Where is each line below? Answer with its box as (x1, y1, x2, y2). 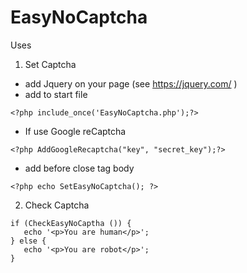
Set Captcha (24, 58, 77, 70)
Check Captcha (24, 199, 90, 211)
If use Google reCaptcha (24, 125, 127, 137)
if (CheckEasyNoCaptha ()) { (10, 218, 132, 228)
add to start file (24, 88, 88, 100)
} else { (10, 236, 47, 246)
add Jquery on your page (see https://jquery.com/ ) (24, 77, 238, 90)
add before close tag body (24, 162, 135, 174)
